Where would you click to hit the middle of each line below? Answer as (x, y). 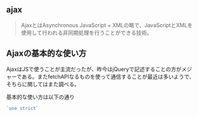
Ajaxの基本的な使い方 (46, 53)
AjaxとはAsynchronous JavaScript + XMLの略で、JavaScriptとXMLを (107, 25)
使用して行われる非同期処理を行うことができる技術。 (86, 32)
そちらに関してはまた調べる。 (43, 84)
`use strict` (22, 108)
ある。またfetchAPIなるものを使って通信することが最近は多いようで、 (108, 76)
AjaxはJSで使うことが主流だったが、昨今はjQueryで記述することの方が (94, 69)
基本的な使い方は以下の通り (40, 97)
